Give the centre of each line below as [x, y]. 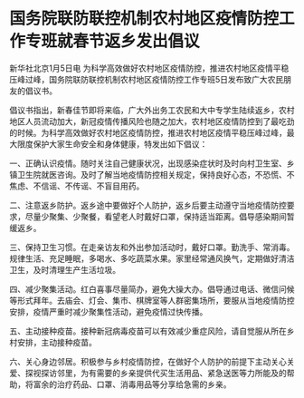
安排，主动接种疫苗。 [57, 342]
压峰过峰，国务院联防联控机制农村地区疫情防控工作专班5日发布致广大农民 [147, 79]
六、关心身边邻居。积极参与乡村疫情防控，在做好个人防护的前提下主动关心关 [152, 361]
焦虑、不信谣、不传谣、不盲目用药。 [77, 186]
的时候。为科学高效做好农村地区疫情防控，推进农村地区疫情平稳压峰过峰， [148, 132]
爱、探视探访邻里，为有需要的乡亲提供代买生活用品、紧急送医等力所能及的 [148, 373]
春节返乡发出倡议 [137, 41]
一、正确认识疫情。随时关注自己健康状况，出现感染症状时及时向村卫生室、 [148, 163]
